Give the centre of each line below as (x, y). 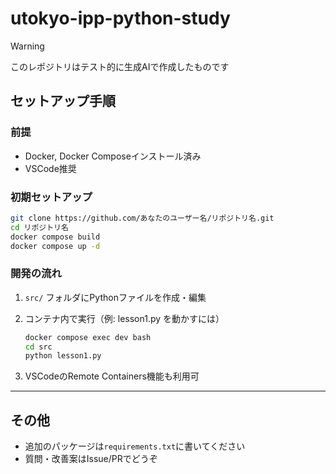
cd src (38, 347)
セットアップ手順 (63, 101)
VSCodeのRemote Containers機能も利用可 (112, 376)
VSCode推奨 (50, 168)
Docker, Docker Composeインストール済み (113, 156)
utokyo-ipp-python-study (120, 18)
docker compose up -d (55, 246)
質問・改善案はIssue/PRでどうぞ (91, 459)
